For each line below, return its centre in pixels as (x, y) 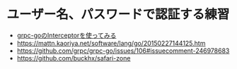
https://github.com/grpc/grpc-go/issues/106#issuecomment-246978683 (123, 51)
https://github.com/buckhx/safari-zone (74, 58)
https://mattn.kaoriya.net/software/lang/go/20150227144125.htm (111, 43)
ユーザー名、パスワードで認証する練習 (118, 14)
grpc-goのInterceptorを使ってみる (67, 35)
